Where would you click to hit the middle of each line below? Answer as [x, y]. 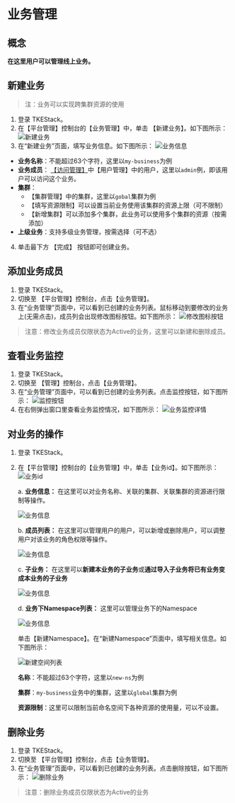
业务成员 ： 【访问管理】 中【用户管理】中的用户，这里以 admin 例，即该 [119, 169]
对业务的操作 [35, 434]
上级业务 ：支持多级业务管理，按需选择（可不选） [89, 232]
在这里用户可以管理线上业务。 [51, 61]
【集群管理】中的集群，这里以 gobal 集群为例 [92, 196]
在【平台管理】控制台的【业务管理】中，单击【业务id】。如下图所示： [118, 468]
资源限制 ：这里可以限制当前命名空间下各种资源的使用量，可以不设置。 [120, 708]
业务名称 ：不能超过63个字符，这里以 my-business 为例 [94, 161]
